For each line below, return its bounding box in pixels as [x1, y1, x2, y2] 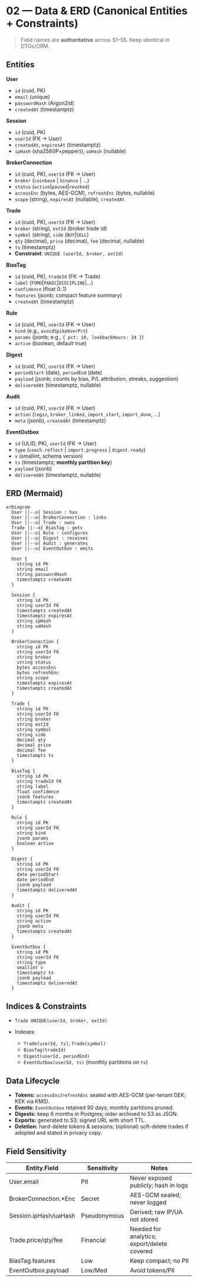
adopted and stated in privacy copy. [14, 1129, 103, 1137]
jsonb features [16, 794, 54, 799]
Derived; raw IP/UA [129, 1208, 183, 1216]
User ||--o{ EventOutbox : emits [11, 545, 94, 551]
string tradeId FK [16, 778, 62, 784]
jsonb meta [16, 923, 44, 929]
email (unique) [14, 93, 50, 100]
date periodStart [16, 871, 60, 878]
